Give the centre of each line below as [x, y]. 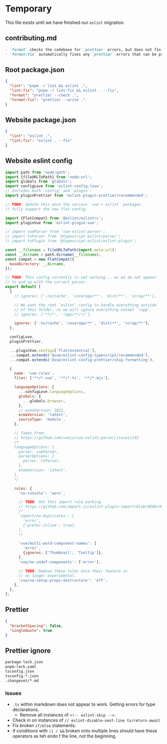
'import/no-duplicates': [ [46, 516]
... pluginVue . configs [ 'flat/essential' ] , [53, 350]
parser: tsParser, [42, 461]
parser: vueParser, [38, 451]
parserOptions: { [36, 456]
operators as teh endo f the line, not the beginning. [64, 736]
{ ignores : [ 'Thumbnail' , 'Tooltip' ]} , [63, 553]
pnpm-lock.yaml [21, 667]
